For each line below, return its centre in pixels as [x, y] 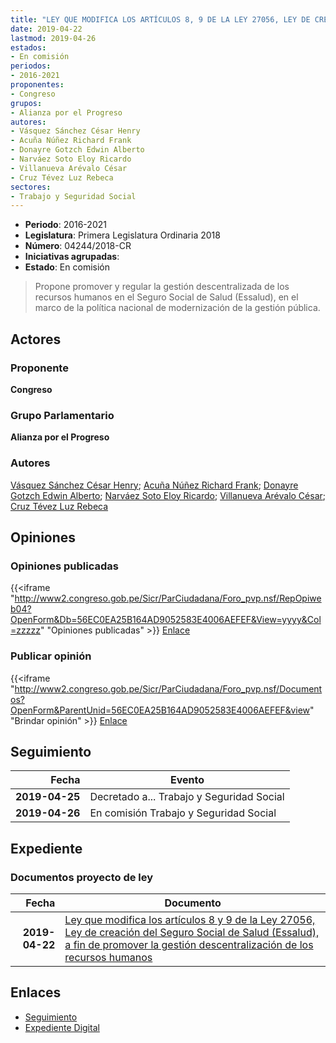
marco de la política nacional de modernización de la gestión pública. [177, 308]
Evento [187, 780]
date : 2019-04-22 [46, 29]
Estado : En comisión [67, 267]
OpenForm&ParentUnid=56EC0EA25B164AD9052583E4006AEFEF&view [160, 710]
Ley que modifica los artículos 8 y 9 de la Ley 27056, [190, 920]
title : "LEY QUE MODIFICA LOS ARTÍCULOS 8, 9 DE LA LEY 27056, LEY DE [160, 19]
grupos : [26, 103]
